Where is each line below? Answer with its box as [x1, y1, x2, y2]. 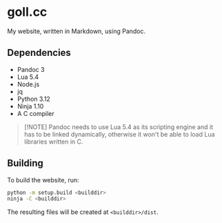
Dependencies [7, 47, 71, 59]
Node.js [17, 80, 40, 88]
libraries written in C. [23, 137, 84, 146]
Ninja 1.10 [17, 101, 44, 110]
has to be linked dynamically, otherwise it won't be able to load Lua [23, 130, 215, 138]
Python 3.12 [17, 95, 50, 103]
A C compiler [17, 109, 54, 117]
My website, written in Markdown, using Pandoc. [7, 27, 146, 35]
